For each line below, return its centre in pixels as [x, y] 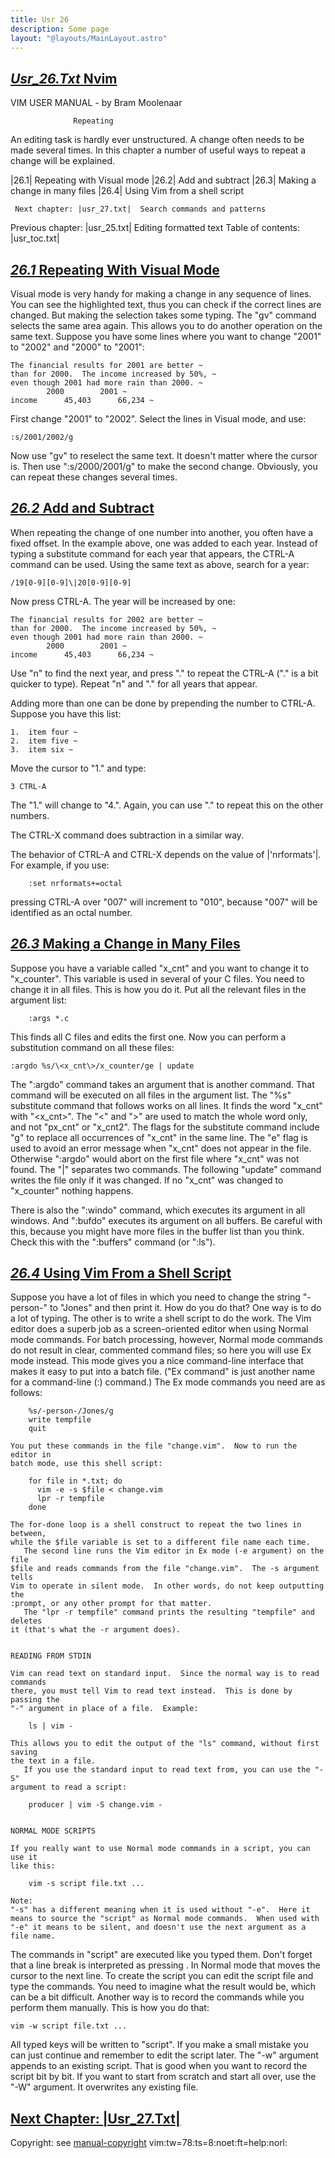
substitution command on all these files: [92, 1047]
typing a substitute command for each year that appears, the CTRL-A [152, 553]
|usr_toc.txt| [35, 238]
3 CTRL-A [28, 786]
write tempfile [60, 1420]
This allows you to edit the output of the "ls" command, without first [165, 1744]
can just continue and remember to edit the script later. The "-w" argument [164, 2055]
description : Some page [60, 29]
